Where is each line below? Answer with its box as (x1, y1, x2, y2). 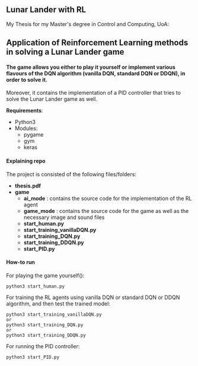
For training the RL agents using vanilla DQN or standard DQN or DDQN (6, 294, 180, 301)
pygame (23, 131, 44, 138)
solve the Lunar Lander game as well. (6, 96, 98, 103)
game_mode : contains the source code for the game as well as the (23, 207, 189, 214)
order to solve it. (6, 76, 47, 83)
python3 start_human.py (6, 283, 65, 289)
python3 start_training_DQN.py (6, 322, 84, 328)
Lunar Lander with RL (6, 5, 87, 15)
